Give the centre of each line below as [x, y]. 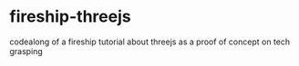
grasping [26, 51]
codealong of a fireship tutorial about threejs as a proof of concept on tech [150, 42]
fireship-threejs [70, 17]
